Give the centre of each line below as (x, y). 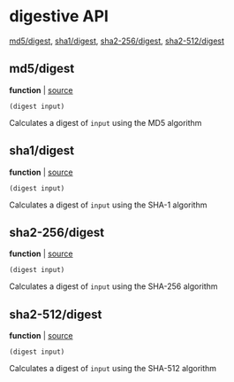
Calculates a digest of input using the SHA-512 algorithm (113, 369)
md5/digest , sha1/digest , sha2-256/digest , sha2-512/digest (117, 41)
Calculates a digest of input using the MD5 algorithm (106, 122)
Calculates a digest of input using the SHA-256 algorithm (113, 286)
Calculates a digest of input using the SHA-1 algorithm (108, 205)
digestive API (59, 16)
